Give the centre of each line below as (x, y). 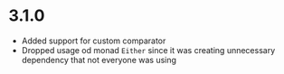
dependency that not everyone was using (99, 60)
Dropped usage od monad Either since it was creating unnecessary (148, 50)
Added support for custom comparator (94, 41)
